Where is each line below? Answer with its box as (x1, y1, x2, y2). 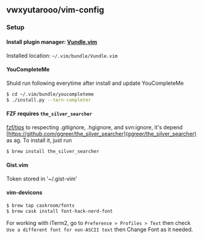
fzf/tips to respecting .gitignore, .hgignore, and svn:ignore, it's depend (6, 123, 183, 130)
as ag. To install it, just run (6, 137, 72, 144)
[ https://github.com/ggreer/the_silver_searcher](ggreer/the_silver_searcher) (6, 130, 197, 137)
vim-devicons (6, 189, 43, 196)
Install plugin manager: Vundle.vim (6, 38, 98, 45)
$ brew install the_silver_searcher (6, 148, 99, 154)
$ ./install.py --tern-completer (6, 97, 91, 103)
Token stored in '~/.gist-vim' (6, 175, 77, 182)
